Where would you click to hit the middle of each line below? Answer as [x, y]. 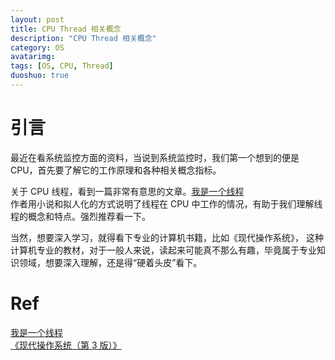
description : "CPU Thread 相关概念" [83, 38]
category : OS [37, 47]
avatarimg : [33, 57]
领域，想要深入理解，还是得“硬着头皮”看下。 [110, 262]
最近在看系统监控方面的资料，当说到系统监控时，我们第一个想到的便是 [155, 157]
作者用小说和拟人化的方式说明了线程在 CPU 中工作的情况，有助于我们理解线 [166, 203]
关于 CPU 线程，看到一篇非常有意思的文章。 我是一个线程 [127, 191]
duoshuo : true [40, 76]
